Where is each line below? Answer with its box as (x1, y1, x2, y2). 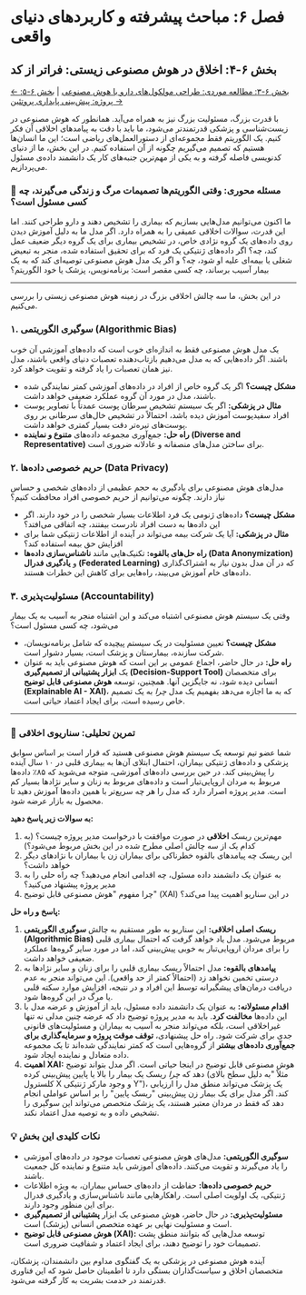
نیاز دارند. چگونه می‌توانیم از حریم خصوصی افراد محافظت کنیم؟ (10, 491, 226, 502)
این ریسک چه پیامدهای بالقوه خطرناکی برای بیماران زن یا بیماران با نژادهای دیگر (23, 850, 293, 861)
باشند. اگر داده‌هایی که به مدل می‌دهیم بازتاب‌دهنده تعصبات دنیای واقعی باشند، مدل (10, 353, 289, 364)
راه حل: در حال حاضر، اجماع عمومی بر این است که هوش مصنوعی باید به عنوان (23, 657, 291, 668)
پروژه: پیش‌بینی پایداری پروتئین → (10, 95, 123, 106)
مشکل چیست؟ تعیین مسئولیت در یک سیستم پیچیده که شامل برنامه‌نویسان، (23, 638, 276, 649)
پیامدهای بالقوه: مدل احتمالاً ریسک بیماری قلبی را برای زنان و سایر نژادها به (23, 962, 276, 973)
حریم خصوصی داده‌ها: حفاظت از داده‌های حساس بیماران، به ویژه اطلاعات (23, 1180, 271, 1190)
